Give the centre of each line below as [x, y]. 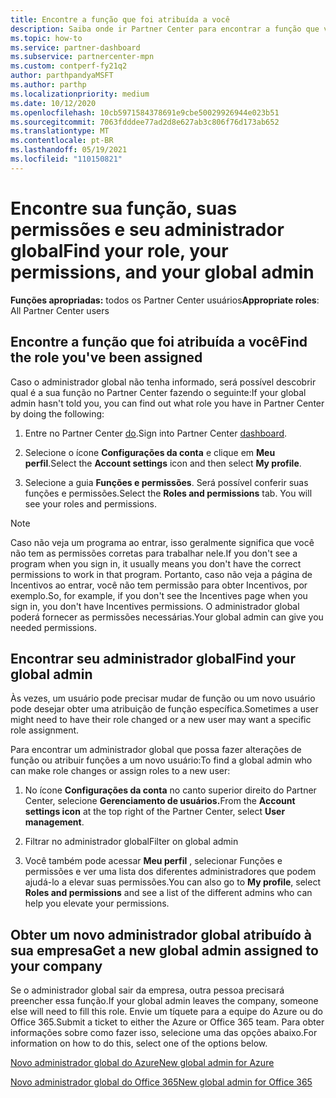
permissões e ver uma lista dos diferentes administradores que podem [170, 872]
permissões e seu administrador [147, 229]
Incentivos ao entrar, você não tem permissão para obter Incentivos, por [159, 585]
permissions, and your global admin [162, 272]
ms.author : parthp [48, 85]
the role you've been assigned [106, 357]
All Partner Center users [60, 310]
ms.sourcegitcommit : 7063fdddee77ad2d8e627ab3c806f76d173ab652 [145, 122]
